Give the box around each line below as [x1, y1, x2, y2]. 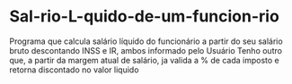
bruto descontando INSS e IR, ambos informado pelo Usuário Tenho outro [9, 45, 283, 55]
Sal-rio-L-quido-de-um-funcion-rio [9, 6, 280, 27]
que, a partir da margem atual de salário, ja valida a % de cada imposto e [9, 55, 280, 65]
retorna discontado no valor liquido [9, 64, 139, 75]
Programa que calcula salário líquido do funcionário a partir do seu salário [9, 36, 283, 46]
